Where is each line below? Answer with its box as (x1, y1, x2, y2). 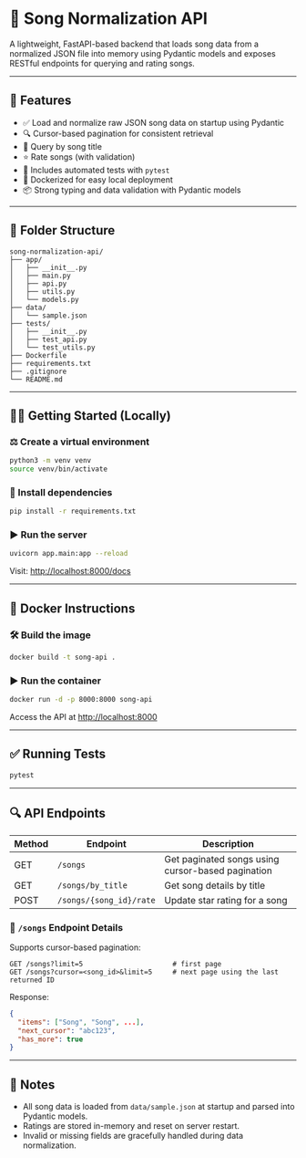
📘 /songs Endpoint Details (9, 921, 124, 934)
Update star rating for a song (164, 893, 288, 906)
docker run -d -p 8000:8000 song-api (9, 695, 153, 704)
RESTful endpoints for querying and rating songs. (9, 57, 196, 68)
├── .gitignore (9, 367, 67, 376)
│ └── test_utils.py (9, 342, 96, 352)
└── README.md (9, 374, 64, 384)
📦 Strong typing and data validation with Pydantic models (22, 184, 241, 195)
